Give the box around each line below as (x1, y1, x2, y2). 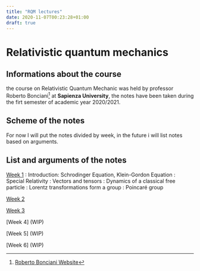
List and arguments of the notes (6, 155, 127, 166)
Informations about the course (6, 69, 122, 79)
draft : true (6, 20, 36, 26)
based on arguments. (6, 138, 58, 145)
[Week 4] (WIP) (6, 218, 44, 225)
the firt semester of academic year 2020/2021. (6, 99, 121, 106)
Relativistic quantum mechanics (6, 45, 168, 59)
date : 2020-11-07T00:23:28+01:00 (6, 14, 89, 20)
